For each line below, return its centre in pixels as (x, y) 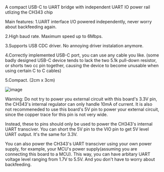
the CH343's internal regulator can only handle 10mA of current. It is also (79, 104)
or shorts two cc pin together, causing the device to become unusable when (82, 66)
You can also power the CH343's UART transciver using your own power (78, 144)
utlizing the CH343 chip (29, 12)
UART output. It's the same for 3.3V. (41, 134)
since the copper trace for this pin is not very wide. (57, 115)
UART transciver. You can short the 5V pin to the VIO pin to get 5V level (77, 129)
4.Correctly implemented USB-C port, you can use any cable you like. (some (82, 55)
